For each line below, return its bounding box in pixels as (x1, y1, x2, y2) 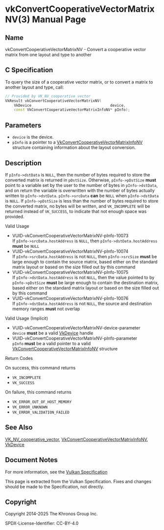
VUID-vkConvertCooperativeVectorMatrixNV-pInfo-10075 (12, 269, 129, 275)
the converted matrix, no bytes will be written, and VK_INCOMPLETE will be (5, 203, 150, 209)
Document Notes (5, 456, 58, 464)
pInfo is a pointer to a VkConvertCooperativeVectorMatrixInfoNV (12, 139, 143, 146)
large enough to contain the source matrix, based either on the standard (12, 259, 158, 265)
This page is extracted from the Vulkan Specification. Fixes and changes (5, 478, 152, 484)
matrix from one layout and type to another (5, 52, 92, 58)
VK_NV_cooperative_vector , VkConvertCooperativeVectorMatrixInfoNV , (5, 436, 148, 442)
